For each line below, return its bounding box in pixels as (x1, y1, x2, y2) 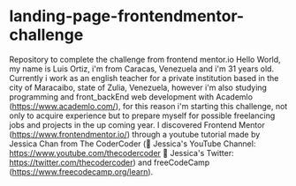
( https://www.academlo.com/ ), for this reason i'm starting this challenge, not (9, 100, 288, 111)
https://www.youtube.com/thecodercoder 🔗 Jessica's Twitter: (9, 147, 234, 158)
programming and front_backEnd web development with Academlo (9, 91, 254, 102)
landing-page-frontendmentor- (9, 6, 245, 26)
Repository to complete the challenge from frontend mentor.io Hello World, (9, 54, 281, 64)
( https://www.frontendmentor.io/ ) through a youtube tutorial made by (9, 129, 261, 139)
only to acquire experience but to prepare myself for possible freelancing (9, 110, 276, 121)
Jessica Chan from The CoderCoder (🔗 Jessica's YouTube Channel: (9, 138, 256, 149)
